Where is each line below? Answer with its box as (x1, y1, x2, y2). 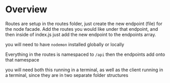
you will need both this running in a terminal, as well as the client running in (5, 67, 163, 73)
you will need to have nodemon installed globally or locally (5, 41, 125, 47)
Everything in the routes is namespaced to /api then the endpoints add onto (5, 51, 165, 57)
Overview (5, 4, 47, 15)
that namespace (5, 56, 39, 63)
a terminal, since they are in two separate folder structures (5, 72, 129, 78)
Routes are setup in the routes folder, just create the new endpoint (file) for (5, 20, 162, 27)
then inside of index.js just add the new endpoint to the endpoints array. (5, 31, 157, 37)
